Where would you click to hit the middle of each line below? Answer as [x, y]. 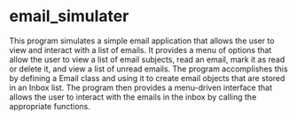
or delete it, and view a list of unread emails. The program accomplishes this [148, 69]
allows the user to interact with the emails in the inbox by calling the [133, 97]
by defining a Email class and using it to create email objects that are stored [147, 78]
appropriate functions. [50, 106]
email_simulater [69, 16]
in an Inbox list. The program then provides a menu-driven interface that [141, 87]
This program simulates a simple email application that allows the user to [142, 41]
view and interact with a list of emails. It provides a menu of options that [141, 49]
